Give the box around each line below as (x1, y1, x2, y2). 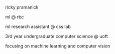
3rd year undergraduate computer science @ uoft (5, 33, 108, 39)
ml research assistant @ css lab (5, 23, 71, 29)
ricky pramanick (5, 4, 39, 10)
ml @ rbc (5, 14, 24, 19)
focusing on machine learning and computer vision (5, 43, 110, 49)
